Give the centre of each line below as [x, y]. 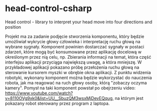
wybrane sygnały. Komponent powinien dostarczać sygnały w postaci [75, 47]
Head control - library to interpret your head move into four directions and [79, 22]
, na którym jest [128, 98]
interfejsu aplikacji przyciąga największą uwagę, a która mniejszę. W [73, 62]
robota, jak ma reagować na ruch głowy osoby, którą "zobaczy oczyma [76, 82]
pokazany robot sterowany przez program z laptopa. [57, 103]
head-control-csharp [48, 8]
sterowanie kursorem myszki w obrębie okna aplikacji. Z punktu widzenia [78, 72]
